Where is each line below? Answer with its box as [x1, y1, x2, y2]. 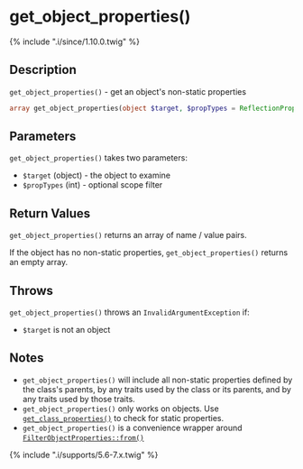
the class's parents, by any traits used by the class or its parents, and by [22, 383, 291, 394]
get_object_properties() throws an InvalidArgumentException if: [9, 307, 250, 317]
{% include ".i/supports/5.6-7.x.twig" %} [9, 449, 159, 460]
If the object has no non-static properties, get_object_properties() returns [9, 247, 289, 258]
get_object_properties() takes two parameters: [9, 152, 188, 163]
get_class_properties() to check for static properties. [22, 412, 225, 423]
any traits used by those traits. [22, 393, 135, 404]
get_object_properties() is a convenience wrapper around [22, 422, 243, 433]
